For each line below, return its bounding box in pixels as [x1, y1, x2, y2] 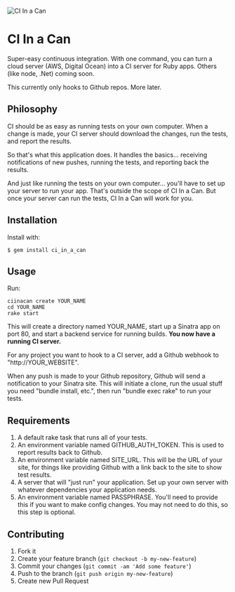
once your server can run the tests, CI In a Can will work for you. [7, 194, 194, 202]
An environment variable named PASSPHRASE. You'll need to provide [17, 493, 219, 501]
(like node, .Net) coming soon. [7, 69, 95, 77]
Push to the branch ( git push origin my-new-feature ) [17, 570, 173, 577]
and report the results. [7, 137, 72, 145]
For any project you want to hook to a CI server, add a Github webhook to [7, 351, 220, 360]
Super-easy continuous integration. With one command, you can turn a [7, 54, 213, 63]
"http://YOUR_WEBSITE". [7, 358, 79, 367]
